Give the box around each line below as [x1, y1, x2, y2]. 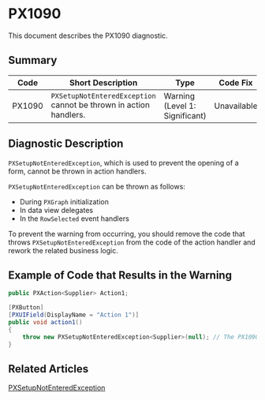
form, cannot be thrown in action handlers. [8, 166, 147, 176]
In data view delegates [19, 205, 93, 215]
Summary [8, 54, 58, 67]
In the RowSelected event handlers [19, 214, 130, 223]
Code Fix [218, 77, 253, 88]
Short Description [69, 77, 138, 88]
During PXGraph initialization [19, 196, 109, 206]
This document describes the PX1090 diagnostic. [8, 31, 168, 40]
